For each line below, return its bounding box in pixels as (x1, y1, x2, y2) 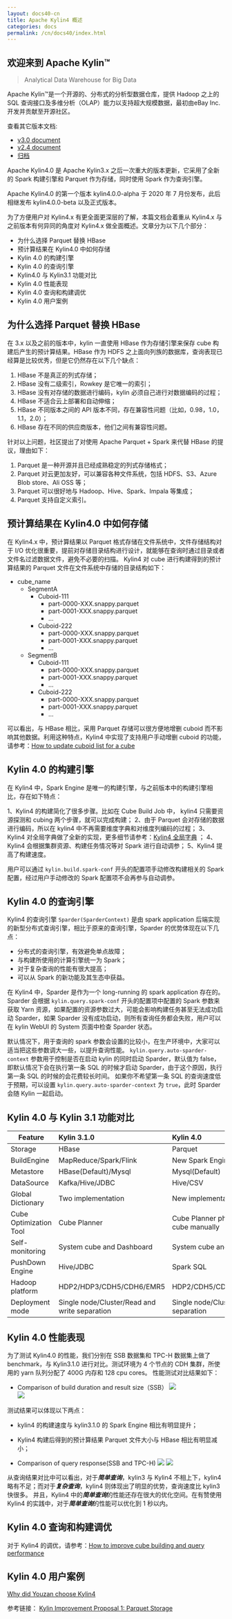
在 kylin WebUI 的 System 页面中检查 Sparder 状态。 (7, 1023, 156, 1031)
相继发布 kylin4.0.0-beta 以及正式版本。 (7, 198, 121, 206)
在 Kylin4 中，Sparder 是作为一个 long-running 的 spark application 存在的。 (7, 988, 224, 996)
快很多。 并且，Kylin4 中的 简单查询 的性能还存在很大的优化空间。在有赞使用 (7, 1490, 222, 1498)
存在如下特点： (19, 792, 62, 800)
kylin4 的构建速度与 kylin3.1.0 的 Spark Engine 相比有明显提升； (17, 1421, 198, 1429)
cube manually (171, 1222, 220, 1232)
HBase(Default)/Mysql (58, 1167, 131, 1176)
